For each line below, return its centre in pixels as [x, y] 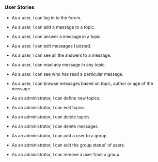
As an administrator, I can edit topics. [48, 108]
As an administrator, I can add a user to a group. [60, 136]
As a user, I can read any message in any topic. [59, 65]
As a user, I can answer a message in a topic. [57, 37]
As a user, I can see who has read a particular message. [67, 74]
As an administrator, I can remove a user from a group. [66, 155]
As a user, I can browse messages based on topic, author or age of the [82, 83]
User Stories [20, 7]
